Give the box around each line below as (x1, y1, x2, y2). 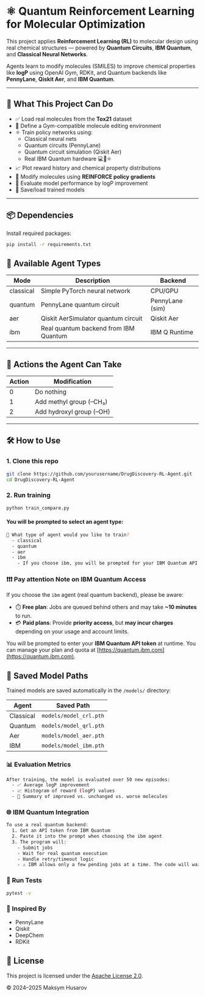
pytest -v (6, 890, 32, 896)
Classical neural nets (24, 135, 77, 142)
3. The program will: (12, 838, 67, 845)
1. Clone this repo (6, 457, 59, 466)
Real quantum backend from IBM (40, 324, 135, 333)
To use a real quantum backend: (6, 822, 88, 828)
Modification (54, 378, 92, 386)
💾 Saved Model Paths (6, 670, 88, 681)
